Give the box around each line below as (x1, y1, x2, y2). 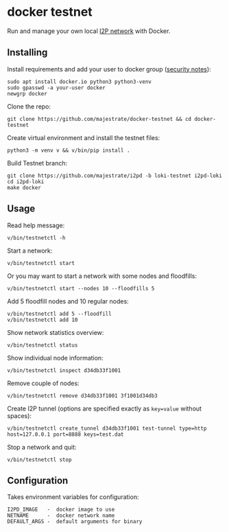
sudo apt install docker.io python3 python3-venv (7, 78, 152, 85)
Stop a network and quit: (7, 443, 77, 451)
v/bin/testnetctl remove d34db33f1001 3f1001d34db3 (7, 392, 158, 399)
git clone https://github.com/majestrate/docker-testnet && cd (7, 115, 192, 122)
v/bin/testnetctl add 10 (7, 316, 78, 323)
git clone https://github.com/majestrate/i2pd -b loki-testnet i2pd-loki (7, 172, 223, 179)
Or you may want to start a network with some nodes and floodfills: (7, 272, 197, 280)
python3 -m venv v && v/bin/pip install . (7, 147, 130, 154)
